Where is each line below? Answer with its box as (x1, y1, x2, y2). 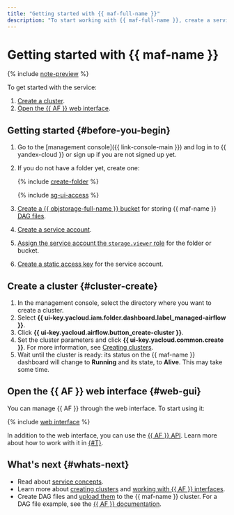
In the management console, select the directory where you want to (17, 299, 212, 307)
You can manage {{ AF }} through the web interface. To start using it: (7, 404, 205, 412)
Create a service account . (17, 225, 92, 234)
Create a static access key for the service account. (17, 260, 164, 269)
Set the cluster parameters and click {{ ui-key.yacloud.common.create (17, 336, 224, 344)
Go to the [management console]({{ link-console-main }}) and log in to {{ (17, 143, 226, 151)
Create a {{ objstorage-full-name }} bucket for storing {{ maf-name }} (17, 204, 217, 213)
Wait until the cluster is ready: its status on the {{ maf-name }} (17, 350, 196, 359)
